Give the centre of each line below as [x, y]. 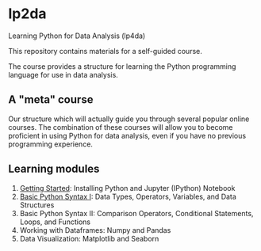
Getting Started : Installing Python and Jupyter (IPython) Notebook [127, 188]
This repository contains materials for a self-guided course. [105, 51]
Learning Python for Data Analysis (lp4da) [77, 36]
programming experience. [51, 144]
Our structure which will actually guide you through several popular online [129, 119]
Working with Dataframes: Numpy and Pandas [95, 230]
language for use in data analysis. [63, 74]
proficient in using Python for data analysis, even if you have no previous [127, 135]
